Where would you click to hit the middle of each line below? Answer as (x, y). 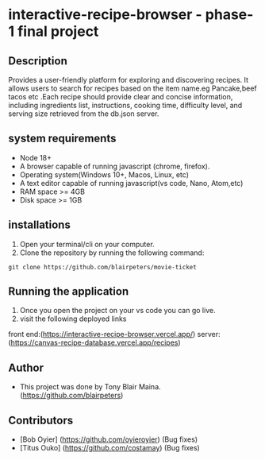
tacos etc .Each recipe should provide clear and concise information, (121, 97)
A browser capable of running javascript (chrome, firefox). (115, 166)
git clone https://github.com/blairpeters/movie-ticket (102, 267)
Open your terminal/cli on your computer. (87, 244)
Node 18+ (36, 157)
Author (26, 367)
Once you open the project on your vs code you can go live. (117, 311)
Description (38, 61)
